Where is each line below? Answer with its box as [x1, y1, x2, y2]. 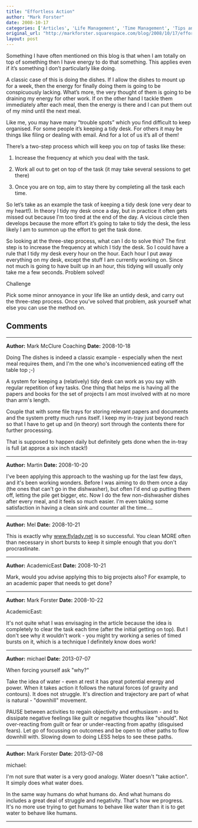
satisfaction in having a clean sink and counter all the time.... [6, 504, 153, 511]
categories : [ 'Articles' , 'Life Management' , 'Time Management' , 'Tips [6, 25, 186, 31]
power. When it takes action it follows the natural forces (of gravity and [6, 684, 179, 691]
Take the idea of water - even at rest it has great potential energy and [6, 678, 175, 685]
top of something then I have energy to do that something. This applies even [6, 58, 192, 65]
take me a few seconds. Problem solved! [6, 269, 105, 276]
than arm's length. [6, 396, 51, 404]
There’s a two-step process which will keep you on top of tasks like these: [6, 143, 186, 150]
